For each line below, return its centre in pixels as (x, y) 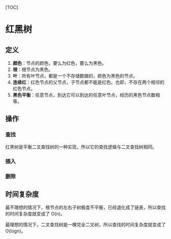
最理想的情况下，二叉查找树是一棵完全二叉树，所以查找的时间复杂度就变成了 (85, 225)
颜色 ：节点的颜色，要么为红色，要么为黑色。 (60, 63)
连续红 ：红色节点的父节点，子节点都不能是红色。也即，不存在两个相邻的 (88, 82)
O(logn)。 (16, 231)
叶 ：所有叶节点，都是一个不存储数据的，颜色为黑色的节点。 (75, 76)
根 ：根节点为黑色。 (33, 69)
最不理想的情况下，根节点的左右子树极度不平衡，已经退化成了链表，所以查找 (85, 207)
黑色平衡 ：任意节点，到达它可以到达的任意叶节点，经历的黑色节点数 (84, 95)
